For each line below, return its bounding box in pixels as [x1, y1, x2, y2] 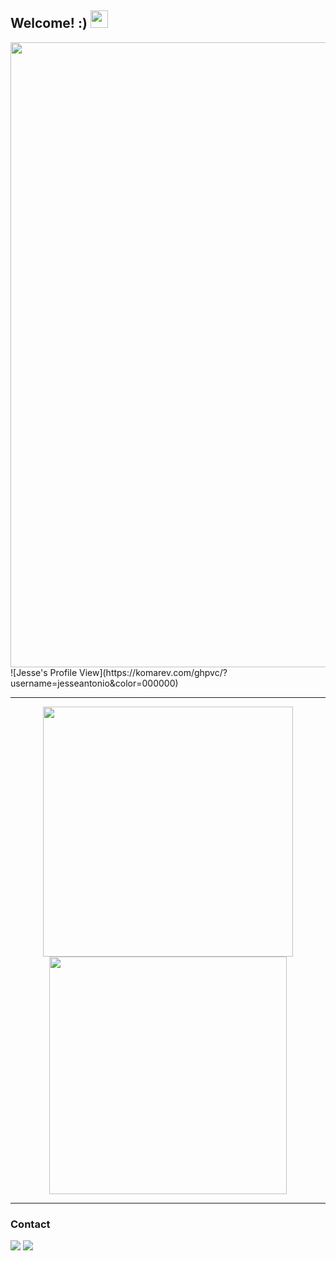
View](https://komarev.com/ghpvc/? [78, 666, 228, 678]
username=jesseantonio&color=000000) [10, 677, 179, 689]
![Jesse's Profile [10, 666, 78, 678]
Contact [10, 1217, 51, 1231]
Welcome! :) [10, 15, 88, 32]
